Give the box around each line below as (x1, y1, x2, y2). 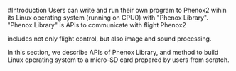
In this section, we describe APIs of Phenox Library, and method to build (7, 49, 219, 56)
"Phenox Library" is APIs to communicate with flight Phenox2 (7, 21, 187, 29)
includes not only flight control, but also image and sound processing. (7, 34, 212, 43)
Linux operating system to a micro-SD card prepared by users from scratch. (7, 56, 230, 64)
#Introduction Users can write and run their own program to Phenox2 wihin (7, 6, 227, 14)
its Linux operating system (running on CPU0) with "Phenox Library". (7, 13, 208, 22)
